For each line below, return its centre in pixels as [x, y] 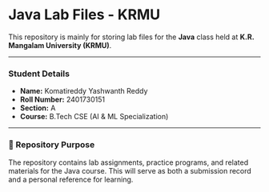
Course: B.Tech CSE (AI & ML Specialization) [94, 117]
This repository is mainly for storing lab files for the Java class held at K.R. [131, 37]
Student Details [39, 74]
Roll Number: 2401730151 [62, 100]
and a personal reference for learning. [71, 179]
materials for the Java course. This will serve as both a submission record [130, 170]
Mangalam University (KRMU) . [60, 45]
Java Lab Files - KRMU [84, 15]
